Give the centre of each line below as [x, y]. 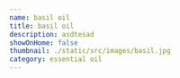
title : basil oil [42, 26]
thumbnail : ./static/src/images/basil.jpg [90, 51]
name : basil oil [40, 17]
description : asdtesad [52, 34]
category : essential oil [56, 59]
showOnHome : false [44, 43]
